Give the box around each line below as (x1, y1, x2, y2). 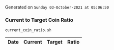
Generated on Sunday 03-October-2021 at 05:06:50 (5, 4, 109, 10)
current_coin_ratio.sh (5, 28, 52, 33)
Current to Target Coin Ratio (5, 16, 74, 23)
